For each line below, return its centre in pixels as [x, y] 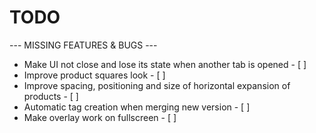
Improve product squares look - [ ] [94, 75]
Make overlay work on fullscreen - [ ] [100, 117]
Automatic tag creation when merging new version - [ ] [137, 107]
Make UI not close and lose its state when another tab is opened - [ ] [165, 64]
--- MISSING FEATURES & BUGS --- [83, 45]
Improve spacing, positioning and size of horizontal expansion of [157, 85]
